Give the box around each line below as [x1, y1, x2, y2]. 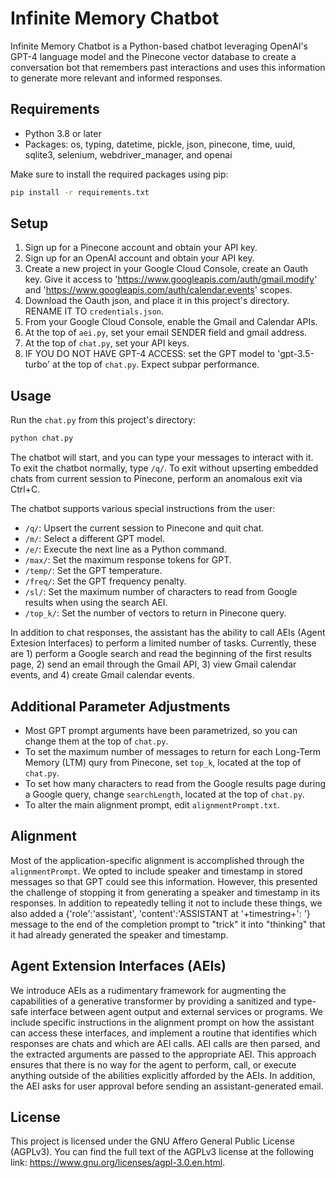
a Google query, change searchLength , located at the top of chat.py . [24, 788, 305, 800]
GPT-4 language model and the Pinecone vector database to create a [10, 50, 297, 62]
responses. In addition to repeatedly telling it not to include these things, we [10, 897, 323, 909]
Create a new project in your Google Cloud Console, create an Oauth [24, 263, 309, 275]
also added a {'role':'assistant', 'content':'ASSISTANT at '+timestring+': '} [10, 907, 311, 919]
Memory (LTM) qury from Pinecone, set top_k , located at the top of [24, 756, 302, 768]
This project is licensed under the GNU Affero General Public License [10, 1135, 295, 1147]
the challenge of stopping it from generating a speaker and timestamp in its [10, 886, 321, 898]
